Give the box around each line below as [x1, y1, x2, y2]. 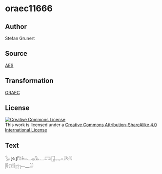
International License [5, 127, 47, 133]
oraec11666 [5, 3, 53, 14]
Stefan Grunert [5, 35, 35, 41]
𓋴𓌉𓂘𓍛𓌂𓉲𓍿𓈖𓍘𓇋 [5, 163, 34, 169]
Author [5, 22, 27, 31]
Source [5, 49, 28, 58]
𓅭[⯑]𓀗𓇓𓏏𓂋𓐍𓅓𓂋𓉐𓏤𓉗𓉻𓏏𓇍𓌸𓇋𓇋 [5, 156, 72, 162]
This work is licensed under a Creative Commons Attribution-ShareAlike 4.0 [5, 122, 157, 128]
